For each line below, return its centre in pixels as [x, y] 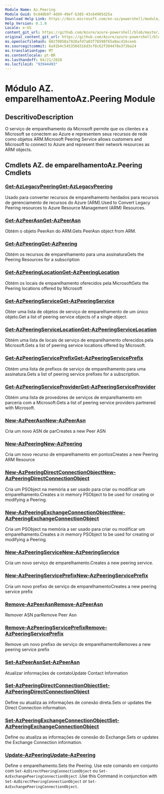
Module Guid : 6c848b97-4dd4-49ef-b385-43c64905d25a [59, 14]
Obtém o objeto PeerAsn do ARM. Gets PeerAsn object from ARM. [71, 231]
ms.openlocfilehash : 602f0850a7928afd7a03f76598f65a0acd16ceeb [71, 42]
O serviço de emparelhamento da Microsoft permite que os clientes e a [77, 129]
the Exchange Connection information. [44, 743]
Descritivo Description [39, 117]
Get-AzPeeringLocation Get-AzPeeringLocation [62, 273]
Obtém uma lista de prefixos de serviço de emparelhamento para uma [75, 369]
